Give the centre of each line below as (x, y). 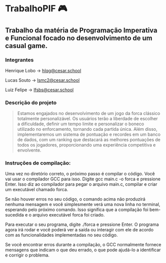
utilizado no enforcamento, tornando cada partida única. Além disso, (87, 129)
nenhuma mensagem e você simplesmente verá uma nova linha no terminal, (83, 205)
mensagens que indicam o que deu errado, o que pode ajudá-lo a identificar (83, 250)
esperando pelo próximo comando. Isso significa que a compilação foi (77, 210)
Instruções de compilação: (38, 163)
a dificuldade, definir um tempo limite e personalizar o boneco (81, 124)
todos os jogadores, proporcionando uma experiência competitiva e (86, 145)
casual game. (27, 46)
